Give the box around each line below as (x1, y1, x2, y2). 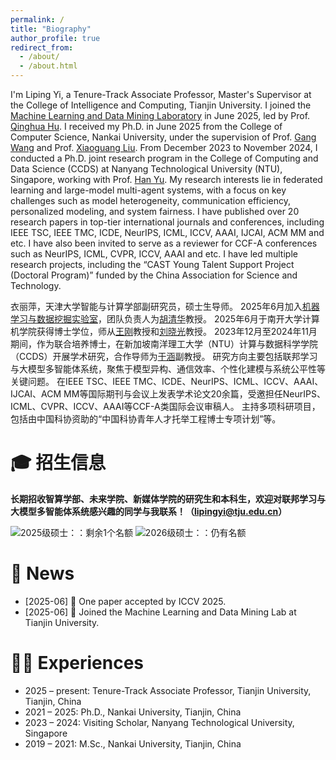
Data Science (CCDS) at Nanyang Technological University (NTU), (10, 163, 283, 175)
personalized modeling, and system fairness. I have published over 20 (10, 206, 300, 217)
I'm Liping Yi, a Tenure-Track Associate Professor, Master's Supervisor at (10, 89, 312, 100)
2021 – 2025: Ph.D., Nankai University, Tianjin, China (24, 706, 242, 718)
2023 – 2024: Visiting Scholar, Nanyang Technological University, (24, 716, 295, 728)
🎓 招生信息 (10, 452, 107, 475)
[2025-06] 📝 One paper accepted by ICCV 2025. (24, 595, 227, 607)
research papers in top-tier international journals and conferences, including (10, 216, 325, 228)
